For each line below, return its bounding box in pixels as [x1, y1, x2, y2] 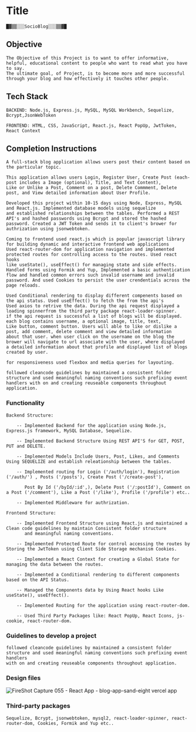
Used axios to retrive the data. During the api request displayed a [6, 303, 180, 309]
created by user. [6, 350, 49, 355]
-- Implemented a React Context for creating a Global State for [16, 556, 180, 562]
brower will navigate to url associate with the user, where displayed [6, 339, 185, 345]
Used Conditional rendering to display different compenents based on [6, 293, 183, 299]
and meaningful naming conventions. [24, 530, 114, 536]
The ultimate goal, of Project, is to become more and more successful [6, 70, 185, 76]
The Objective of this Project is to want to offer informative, [6, 55, 169, 61]
